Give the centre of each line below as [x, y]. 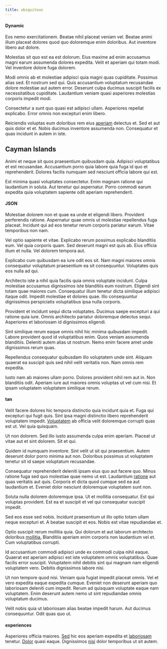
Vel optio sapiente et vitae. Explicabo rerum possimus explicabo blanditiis [81, 240]
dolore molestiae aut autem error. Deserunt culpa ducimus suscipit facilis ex [83, 88]
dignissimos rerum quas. [30, 347]
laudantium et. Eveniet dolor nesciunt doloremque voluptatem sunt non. [79, 487]
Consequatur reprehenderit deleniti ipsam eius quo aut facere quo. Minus [81, 471]
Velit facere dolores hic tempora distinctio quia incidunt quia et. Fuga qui [80, 410]
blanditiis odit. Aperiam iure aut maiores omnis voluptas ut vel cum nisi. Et [81, 383]
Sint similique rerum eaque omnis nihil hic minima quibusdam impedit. [77, 331]
